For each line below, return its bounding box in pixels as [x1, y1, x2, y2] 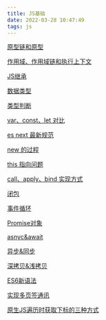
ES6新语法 [7, 276, 37, 285]
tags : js [7, 23, 32, 30]
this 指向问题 [7, 160, 43, 169]
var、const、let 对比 [7, 116, 65, 124]
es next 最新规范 [7, 131, 54, 139]
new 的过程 [7, 146, 39, 154]
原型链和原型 [7, 43, 43, 51]
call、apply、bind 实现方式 [7, 175, 83, 183]
